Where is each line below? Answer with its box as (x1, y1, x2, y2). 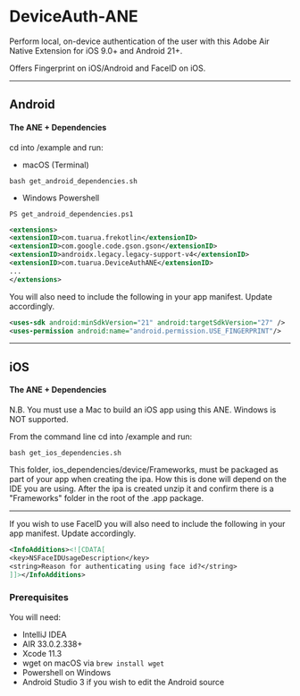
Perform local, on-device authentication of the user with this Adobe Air (9, 36, 270, 47)
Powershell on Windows (21, 666, 112, 677)
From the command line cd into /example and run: (9, 431, 193, 442)
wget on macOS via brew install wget (21, 658, 165, 668)
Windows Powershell (21, 192, 100, 203)
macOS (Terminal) (21, 159, 89, 170)
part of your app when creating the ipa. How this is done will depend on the (9, 474, 287, 484)
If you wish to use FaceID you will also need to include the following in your (9, 519, 286, 529)
